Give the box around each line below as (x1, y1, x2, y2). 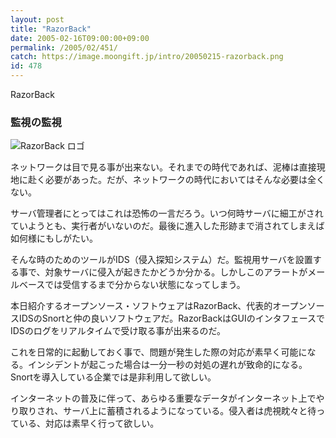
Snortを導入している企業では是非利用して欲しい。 (10, 371, 217, 383)
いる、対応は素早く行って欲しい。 (18, 417, 160, 430)
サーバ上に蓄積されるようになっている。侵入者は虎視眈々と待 (63, 405, 317, 417)
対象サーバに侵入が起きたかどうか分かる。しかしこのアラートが (44, 266, 308, 278)
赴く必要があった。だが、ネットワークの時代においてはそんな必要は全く (27, 174, 326, 186)
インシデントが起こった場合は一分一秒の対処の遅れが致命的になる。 (27, 359, 308, 371)
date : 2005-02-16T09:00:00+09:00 (10, 33, 150, 43)
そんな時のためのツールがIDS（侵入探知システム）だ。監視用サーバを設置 (10, 254, 313, 266)
